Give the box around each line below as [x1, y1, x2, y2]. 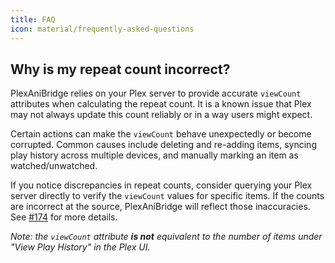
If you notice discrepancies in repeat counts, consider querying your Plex [10, 179, 313, 191]
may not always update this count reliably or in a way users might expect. [10, 109, 313, 121]
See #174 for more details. [10, 211, 118, 223]
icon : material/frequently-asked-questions [10, 24, 195, 34]
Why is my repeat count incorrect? [10, 61, 231, 78]
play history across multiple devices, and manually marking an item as [10, 149, 299, 161]
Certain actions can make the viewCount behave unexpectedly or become [10, 128, 312, 140]
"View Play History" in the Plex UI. [10, 241, 151, 253]
